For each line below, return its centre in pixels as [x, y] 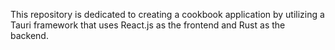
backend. [29, 35]
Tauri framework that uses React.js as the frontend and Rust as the [148, 25]
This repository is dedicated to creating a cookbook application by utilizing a [167, 14]
